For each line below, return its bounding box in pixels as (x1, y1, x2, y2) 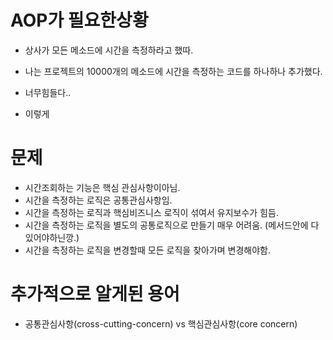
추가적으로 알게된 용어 (10, 283, 180, 306)
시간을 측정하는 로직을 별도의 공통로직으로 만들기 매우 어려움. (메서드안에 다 (24, 219, 320, 231)
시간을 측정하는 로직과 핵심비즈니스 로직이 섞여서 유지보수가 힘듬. (24, 206, 279, 218)
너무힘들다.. (24, 86, 72, 98)
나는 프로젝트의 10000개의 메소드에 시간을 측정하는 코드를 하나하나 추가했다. (24, 65, 323, 77)
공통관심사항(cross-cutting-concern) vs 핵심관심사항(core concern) (24, 317, 298, 330)
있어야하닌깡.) (24, 231, 80, 243)
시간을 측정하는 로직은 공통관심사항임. (24, 194, 173, 206)
